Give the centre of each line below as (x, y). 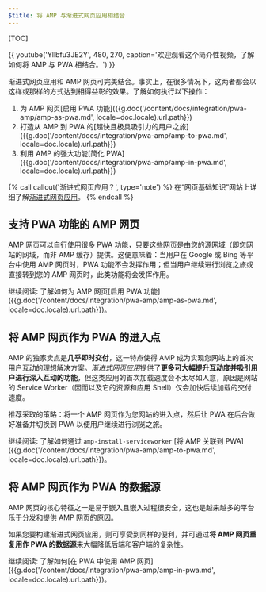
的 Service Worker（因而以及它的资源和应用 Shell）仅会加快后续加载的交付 (130, 388)
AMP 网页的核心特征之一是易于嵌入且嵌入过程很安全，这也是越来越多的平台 (131, 508)
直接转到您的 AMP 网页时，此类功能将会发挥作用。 (91, 275)
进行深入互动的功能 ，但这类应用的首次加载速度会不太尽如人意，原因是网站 (136, 378)
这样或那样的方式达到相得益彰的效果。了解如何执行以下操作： (109, 91)
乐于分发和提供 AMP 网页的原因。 (63, 517)
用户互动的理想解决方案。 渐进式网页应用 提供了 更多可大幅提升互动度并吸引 (129, 368)
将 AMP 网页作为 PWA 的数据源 (84, 487)
